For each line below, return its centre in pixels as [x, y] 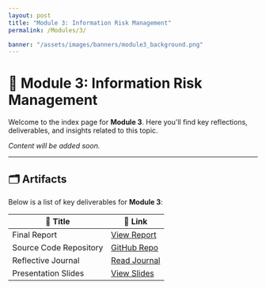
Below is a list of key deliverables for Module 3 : [85, 202]
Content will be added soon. [54, 146]
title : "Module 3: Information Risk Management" [90, 23]
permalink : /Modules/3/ [47, 30]
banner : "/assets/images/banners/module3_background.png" [106, 44]
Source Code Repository [58, 248]
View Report [133, 235]
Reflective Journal [46, 260]
